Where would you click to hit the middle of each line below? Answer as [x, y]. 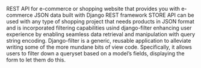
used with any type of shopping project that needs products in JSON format [100, 21]
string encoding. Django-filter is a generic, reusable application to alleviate [99, 41]
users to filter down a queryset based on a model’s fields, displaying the [95, 53]
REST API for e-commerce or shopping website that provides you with [93, 9]
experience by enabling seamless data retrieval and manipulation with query [101, 34]
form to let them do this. [36, 60]
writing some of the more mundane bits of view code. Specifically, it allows [99, 47]
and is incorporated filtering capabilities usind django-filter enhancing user [99, 28]
